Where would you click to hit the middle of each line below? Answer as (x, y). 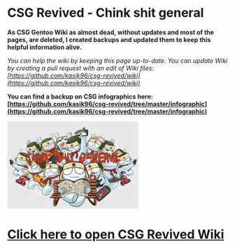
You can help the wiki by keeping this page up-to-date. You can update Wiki (117, 60)
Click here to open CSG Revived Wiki (116, 235)
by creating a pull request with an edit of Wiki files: (80, 68)
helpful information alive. (45, 47)
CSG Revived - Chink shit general (106, 13)
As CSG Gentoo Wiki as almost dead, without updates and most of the (111, 32)
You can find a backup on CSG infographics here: (80, 97)
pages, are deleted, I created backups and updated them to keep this (109, 39)
